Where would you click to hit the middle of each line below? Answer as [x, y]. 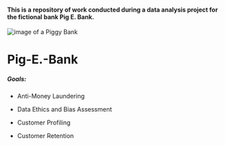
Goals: [17, 79]
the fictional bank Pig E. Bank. [51, 16]
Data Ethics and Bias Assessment [64, 109]
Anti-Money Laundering [51, 96]
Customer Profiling [44, 122]
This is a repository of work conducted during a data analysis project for [112, 10]
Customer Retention [45, 136]
